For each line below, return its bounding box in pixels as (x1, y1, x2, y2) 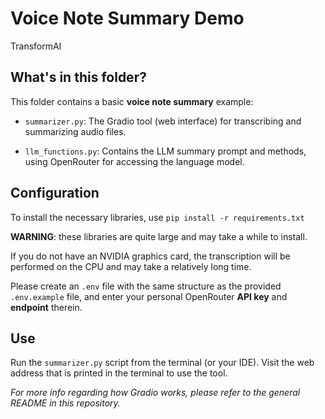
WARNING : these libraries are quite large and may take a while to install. (10, 230, 308, 242)
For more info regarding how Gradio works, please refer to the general (10, 387, 301, 399)
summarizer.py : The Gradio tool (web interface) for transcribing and (24, 115, 302, 127)
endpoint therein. (10, 301, 83, 313)
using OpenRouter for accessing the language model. (24, 155, 245, 167)
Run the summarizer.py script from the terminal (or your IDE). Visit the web (10, 357, 315, 369)
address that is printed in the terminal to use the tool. (10, 367, 228, 379)
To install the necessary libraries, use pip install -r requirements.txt (10, 211, 305, 223)
